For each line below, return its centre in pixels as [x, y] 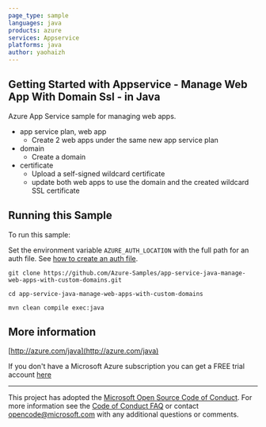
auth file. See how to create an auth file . [73, 258]
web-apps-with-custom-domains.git [65, 280]
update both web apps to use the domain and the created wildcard [140, 182]
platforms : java [35, 45]
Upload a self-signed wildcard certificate [98, 173]
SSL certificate [56, 190]
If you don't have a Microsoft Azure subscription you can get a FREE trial [127, 367]
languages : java [35, 23]
